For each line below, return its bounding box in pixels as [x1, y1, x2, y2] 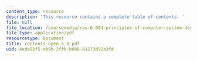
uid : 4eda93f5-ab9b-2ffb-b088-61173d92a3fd [6, 46, 114, 52]
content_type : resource [6, 8, 64, 15]
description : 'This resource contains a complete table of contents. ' [6, 14, 185, 20]
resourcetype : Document [6, 35, 64, 41]
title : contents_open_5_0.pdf [6, 41, 80, 47]
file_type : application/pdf [6, 30, 75, 36]
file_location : [6, 24, 43, 31]
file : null [6, 19, 33, 25]
